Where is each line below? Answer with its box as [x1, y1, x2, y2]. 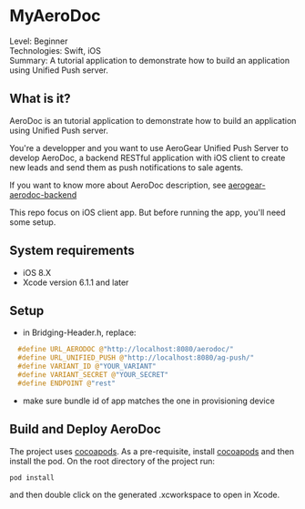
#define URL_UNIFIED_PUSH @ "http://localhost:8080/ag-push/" [17, 353, 255, 362]
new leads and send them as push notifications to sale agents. [9, 161, 244, 173]
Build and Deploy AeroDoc [9, 422, 161, 437]
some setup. [9, 216, 56, 228]
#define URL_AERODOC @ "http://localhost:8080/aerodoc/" [17, 345, 234, 354]
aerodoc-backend [9, 188, 77, 200]
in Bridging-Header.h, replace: [22, 327, 137, 338]
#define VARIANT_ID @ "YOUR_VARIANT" [17, 361, 157, 372]
